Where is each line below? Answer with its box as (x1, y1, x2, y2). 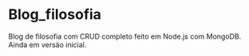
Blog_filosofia (8, 6, 102, 24)
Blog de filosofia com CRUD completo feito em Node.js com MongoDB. (8, 32, 242, 41)
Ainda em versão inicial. (8, 39, 87, 49)
